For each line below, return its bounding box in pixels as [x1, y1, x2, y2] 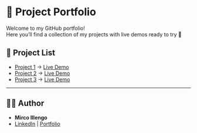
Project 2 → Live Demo [14, 70, 70, 77]
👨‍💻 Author [6, 98, 45, 108]
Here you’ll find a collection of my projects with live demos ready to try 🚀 [6, 30, 182, 37]
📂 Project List [6, 48, 56, 58]
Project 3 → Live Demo [14, 76, 70, 83]
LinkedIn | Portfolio [14, 120, 60, 127]
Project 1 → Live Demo [14, 63, 69, 70]
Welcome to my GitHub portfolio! [6, 25, 85, 32]
